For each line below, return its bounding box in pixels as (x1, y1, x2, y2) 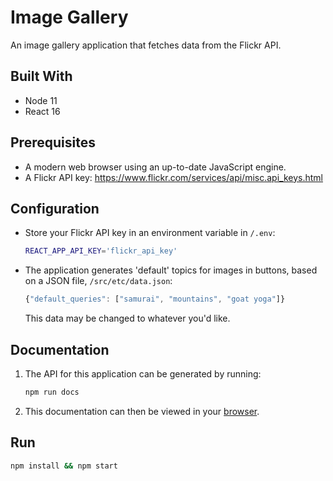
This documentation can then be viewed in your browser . (24, 405, 260, 417)
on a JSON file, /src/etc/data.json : (24, 275, 173, 287)
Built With (10, 68, 73, 85)
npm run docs (24, 387, 80, 397)
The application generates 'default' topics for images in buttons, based (24, 264, 318, 276)
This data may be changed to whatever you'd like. (24, 312, 231, 325)
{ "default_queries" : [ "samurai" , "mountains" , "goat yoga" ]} (24, 294, 286, 305)
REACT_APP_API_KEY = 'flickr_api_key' (24, 246, 178, 256)
